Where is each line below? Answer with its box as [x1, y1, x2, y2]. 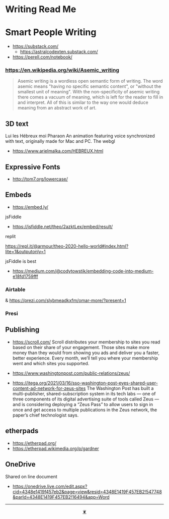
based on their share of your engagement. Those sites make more [12, 344, 150, 350]
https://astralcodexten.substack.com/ [20, 49, 98, 55]
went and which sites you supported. [12, 360, 90, 366]
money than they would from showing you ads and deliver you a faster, [12, 350, 160, 356]
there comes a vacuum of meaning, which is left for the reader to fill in [17, 94, 163, 100]
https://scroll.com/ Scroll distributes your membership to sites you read [12, 339, 160, 345]
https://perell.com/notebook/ [12, 54, 73, 60]
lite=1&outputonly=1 [5, 248, 46, 254]
